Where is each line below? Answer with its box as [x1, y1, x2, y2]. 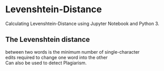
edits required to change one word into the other [5, 54, 108, 60]
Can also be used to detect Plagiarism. [5, 60, 87, 66]
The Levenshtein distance [5, 35, 90, 44]
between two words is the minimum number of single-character [5, 49, 140, 55]
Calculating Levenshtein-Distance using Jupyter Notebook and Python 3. [5, 20, 160, 27]
